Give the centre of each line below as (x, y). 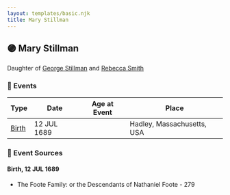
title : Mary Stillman (38, 20)
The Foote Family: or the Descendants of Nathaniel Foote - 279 (106, 184)
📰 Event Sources (35, 153)
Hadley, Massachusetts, (168, 124)
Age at (103, 103)
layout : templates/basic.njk (49, 13)
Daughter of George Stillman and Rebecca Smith (76, 68)
